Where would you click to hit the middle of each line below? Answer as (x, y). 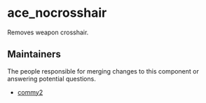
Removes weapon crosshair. (48, 32)
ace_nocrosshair (57, 13)
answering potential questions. (51, 78)
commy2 (30, 92)
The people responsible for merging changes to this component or (103, 71)
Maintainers (34, 54)
